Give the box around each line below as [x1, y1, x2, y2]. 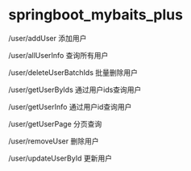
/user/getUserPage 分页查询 [8, 119, 102, 128]
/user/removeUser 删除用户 [8, 136, 99, 146]
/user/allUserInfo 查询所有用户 [8, 50, 109, 60]
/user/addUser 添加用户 [8, 33, 87, 43]
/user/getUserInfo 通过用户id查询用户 [8, 102, 132, 111]
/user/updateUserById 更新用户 [8, 153, 113, 163]
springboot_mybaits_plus [8, 6, 184, 24]
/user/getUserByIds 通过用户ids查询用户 [8, 85, 142, 94]
